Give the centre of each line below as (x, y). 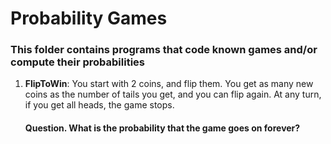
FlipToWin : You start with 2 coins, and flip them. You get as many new (169, 84)
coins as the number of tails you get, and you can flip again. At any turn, (173, 94)
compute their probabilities (77, 62)
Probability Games (89, 18)
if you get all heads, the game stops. (99, 105)
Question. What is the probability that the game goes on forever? (162, 128)
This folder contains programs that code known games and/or (164, 50)
